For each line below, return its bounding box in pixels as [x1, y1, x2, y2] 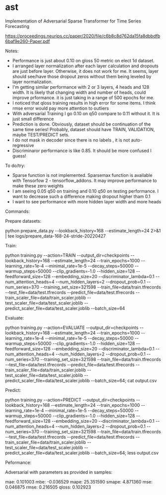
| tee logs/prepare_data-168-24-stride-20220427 [5, 233, 106, 239]
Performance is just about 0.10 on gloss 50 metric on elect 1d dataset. [12, 57, 155, 63]
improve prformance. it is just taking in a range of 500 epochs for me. [12, 94, 155, 101]
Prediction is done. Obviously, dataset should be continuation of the [12, 121, 151, 127]
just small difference [12, 116, 54, 122]
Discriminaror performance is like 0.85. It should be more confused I [12, 148, 152, 154]
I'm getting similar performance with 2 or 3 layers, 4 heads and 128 [12, 84, 150, 90]
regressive [12, 142, 34, 148]
